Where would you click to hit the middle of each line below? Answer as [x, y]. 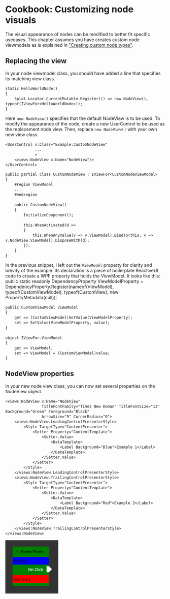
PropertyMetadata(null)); [31, 297]
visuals [21, 20]
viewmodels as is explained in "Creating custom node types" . [69, 45]
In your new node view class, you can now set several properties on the [80, 386]
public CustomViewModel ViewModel [42, 307]
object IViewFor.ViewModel [34, 338]
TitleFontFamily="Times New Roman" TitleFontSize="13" [100, 406]
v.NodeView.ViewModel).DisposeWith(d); [47, 240]
